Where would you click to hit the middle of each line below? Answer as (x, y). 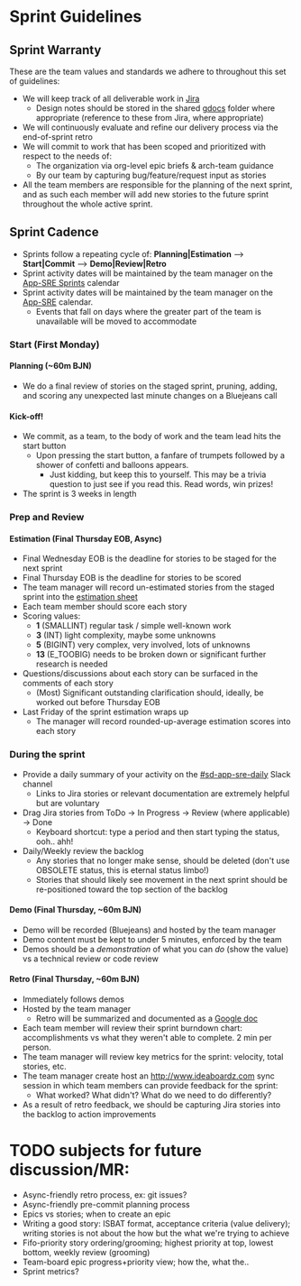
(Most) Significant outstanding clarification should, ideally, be (150, 693)
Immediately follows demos (73, 999)
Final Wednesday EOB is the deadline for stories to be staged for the (149, 559)
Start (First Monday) (55, 344)
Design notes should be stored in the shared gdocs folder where (155, 108)
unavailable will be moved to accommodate (116, 321)
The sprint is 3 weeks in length (79, 494)
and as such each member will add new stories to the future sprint (145, 194)
